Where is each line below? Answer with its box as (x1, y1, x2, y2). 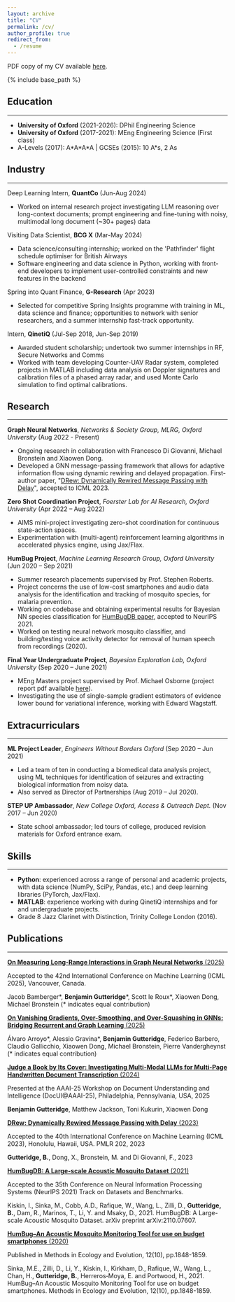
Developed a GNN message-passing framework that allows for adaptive (17, 461, 225, 470)
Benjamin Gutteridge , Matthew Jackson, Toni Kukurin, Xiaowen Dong (7, 1105, 208, 1113)
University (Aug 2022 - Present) (7, 433, 100, 442)
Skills (7, 850, 31, 862)
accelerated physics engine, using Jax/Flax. (17, 540, 145, 549)
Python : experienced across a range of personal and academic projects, (17, 876, 227, 884)
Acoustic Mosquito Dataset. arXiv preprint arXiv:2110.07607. (24, 1216, 197, 1224)
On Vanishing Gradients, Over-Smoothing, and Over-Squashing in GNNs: (7, 1013, 224, 1022)
